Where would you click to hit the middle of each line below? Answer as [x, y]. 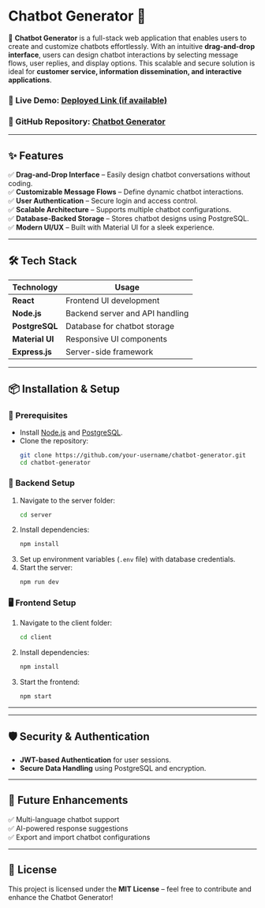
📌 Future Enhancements [68, 800]
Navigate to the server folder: [67, 500]
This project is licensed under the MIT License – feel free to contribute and [130, 889]
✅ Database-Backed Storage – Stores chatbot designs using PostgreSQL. [129, 218]
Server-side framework [110, 352]
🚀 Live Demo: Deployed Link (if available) [88, 100]
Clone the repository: [54, 441]
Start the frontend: [50, 682]
